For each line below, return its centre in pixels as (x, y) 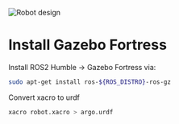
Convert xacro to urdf (44, 97)
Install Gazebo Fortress (88, 45)
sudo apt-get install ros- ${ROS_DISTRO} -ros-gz (90, 82)
